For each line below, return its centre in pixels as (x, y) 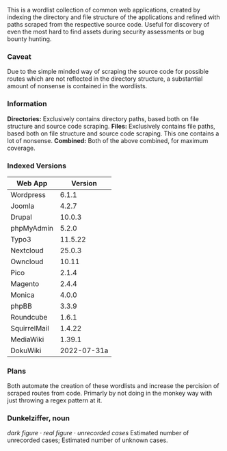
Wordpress (28, 194)
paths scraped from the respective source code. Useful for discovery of (108, 24)
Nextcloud (27, 250)
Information (27, 104)
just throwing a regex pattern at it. (55, 400)
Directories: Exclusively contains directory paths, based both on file (103, 118)
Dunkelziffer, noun (39, 418)
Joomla (23, 206)
